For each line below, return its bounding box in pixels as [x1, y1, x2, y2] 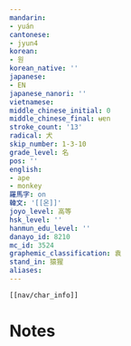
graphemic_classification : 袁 [9, 249, 122, 258]
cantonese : [9, 30, 51, 39]
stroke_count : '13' [9, 123, 83, 132]
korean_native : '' [9, 64, 79, 73]
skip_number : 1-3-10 [9, 139, 88, 149]
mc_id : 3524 [9, 241, 54, 250]
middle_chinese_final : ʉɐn [9, 114, 111, 123]
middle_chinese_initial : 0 [9, 106, 111, 115]
